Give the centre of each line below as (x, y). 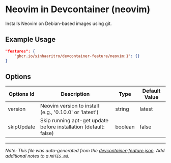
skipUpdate (22, 127)
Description (75, 94)
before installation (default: (72, 127)
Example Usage (31, 39)
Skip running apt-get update (74, 121)
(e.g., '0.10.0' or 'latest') (69, 112)
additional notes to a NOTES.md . (37, 156)
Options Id (21, 94)
